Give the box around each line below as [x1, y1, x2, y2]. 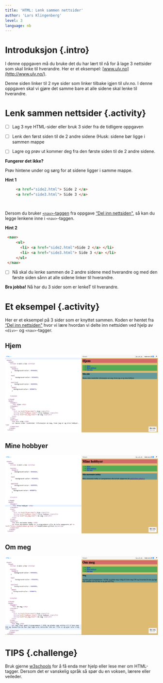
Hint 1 [5, 177, 17, 183]
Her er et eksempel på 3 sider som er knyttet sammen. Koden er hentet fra [5, 317, 154, 323]
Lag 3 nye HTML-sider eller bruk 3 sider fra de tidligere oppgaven [12, 124, 144, 130]
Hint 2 [5, 225, 18, 231]
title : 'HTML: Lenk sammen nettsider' [5, 8, 83, 13]
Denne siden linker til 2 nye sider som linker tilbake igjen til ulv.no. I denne [5, 81, 153, 86]
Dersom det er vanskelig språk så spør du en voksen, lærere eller [20, 668, 151, 674]
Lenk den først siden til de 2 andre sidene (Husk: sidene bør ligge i [12, 133, 146, 139]
